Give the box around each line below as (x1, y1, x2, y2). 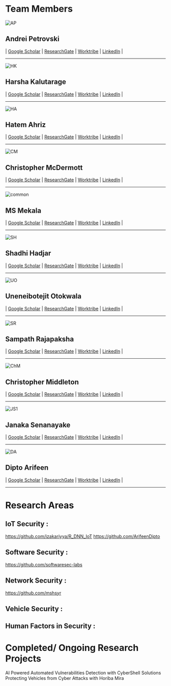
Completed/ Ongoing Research (5, 642, 139, 654)
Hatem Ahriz (5, 120, 46, 129)
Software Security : (5, 548, 68, 557)
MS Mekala (5, 206, 42, 215)
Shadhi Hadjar (5, 249, 51, 258)
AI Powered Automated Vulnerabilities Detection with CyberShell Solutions (5, 670, 161, 676)
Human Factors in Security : (5, 622, 96, 631)
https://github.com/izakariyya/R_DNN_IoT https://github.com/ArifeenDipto (5, 533, 160, 539)
